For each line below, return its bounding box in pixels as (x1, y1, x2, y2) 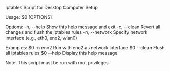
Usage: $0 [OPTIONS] (5, 14, 52, 20)
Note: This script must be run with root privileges (5, 60, 109, 65)
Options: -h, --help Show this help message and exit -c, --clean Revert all (5, 24, 160, 30)
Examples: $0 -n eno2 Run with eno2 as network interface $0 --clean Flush (5, 45, 165, 50)
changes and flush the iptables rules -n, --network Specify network (5, 29, 148, 35)
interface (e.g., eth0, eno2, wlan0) (5, 35, 78, 41)
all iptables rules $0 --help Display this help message (5, 50, 118, 56)
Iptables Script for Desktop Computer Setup (5, 5, 98, 10)
